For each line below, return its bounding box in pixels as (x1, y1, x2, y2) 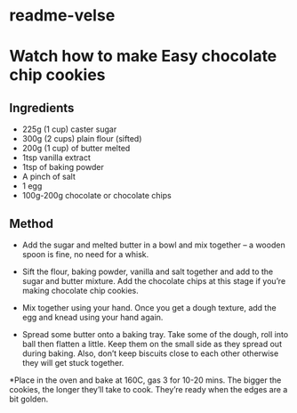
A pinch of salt (21, 171, 76, 182)
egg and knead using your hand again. (21, 312, 164, 322)
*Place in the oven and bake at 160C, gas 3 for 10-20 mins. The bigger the (9, 375, 282, 385)
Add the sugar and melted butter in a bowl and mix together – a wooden (21, 239, 286, 250)
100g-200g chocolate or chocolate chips (21, 190, 172, 201)
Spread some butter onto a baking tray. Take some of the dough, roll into (21, 329, 289, 339)
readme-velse (9, 5, 116, 26)
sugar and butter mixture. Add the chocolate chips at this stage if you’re (21, 276, 286, 286)
